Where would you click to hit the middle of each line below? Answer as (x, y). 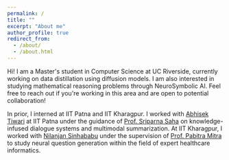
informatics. (24, 150)
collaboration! (26, 100)
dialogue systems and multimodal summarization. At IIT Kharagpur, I (126, 128)
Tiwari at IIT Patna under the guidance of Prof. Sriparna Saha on (98, 121)
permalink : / (26, 13)
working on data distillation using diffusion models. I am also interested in (111, 78)
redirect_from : (29, 39)
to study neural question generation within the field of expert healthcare (109, 143)
